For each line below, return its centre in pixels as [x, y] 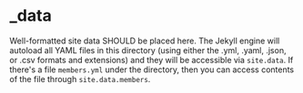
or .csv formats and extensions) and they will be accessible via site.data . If [151, 60]
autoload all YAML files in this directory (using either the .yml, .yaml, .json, [148, 50]
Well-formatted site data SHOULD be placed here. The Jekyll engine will [145, 41]
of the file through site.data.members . [80, 79]
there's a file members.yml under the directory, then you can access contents [152, 70]
